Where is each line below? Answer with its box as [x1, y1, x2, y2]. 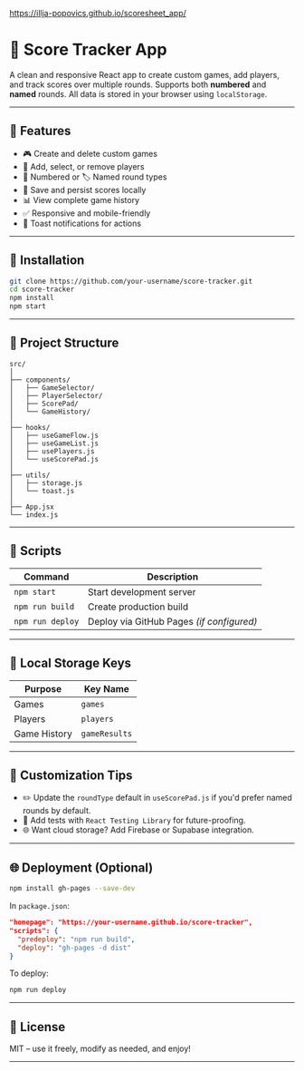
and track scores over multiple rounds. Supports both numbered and [9, 79, 267, 90]
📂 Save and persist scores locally [22, 184, 147, 195]
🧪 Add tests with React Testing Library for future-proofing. [22, 815, 246, 826]
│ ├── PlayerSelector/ [9, 391, 103, 400]
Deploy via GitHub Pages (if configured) [87, 615, 258, 628]
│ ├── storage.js [9, 478, 83, 488]
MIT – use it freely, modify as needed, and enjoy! [9, 1043, 192, 1055]
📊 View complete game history [22, 194, 140, 205]
